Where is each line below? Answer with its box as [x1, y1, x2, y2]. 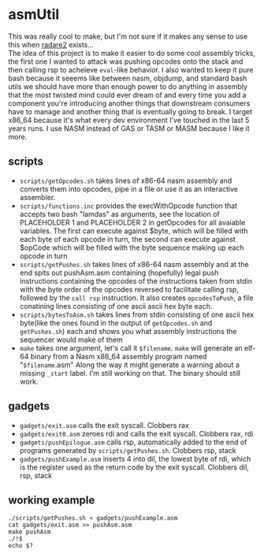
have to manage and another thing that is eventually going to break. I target [8, 106, 252, 116]
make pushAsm [8, 528, 51, 537]
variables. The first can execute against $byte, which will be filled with [19, 226, 248, 236]
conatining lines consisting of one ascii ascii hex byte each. [19, 301, 213, 310]
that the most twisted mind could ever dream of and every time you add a [8, 90, 247, 99]
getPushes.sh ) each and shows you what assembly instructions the [19, 326, 237, 336]
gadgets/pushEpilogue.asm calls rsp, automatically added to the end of [19, 437, 247, 447]
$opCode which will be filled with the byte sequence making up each [19, 243, 244, 252]
